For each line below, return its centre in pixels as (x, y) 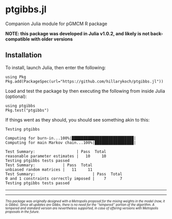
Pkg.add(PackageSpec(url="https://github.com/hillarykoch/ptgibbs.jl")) (84, 81)
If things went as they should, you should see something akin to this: (78, 120)
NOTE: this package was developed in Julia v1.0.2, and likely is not (78, 33)
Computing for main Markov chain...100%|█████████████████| (71, 143)
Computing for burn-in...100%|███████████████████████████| (71, 138)
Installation (24, 55)
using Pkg (16, 77)
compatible (18, 39)
